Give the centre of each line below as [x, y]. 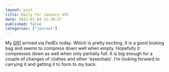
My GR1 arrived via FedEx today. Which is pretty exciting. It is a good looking [85, 43]
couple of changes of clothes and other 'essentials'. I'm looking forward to [82, 59]
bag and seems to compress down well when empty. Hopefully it [73, 48]
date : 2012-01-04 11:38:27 [34, 19]
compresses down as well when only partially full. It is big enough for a [79, 54]
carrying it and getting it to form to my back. [51, 64]
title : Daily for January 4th [37, 15]
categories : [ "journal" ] [31, 29]
